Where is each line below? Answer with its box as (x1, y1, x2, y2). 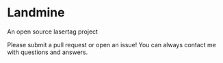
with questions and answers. (7, 48, 88, 56)
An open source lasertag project (7, 27, 98, 36)
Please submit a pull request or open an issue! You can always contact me (7, 40, 217, 49)
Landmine (7, 5, 65, 21)
